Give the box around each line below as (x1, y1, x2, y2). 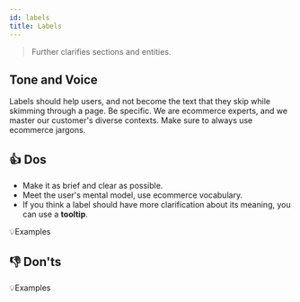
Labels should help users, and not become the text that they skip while (9, 96, 271, 107)
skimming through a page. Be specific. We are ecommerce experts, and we (9, 105, 288, 117)
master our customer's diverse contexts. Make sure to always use (9, 115, 253, 126)
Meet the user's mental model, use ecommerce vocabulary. (22, 190, 243, 200)
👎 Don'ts (9, 253, 62, 270)
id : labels (9, 13, 50, 22)
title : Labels (9, 22, 63, 31)
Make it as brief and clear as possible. (22, 181, 163, 191)
